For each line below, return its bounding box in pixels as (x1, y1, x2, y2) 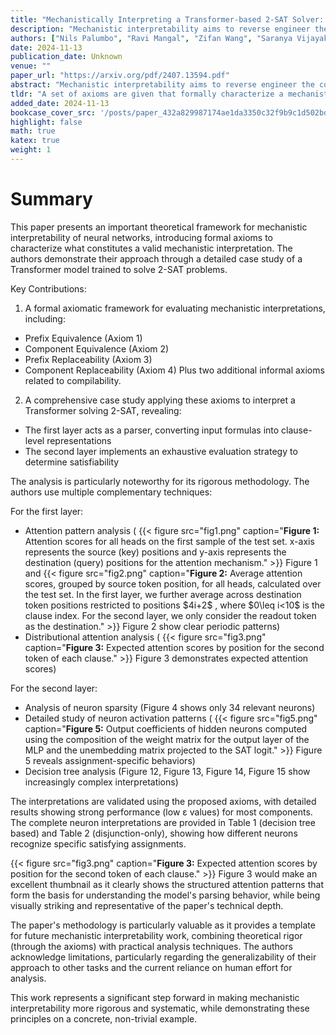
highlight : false (10, 117, 83, 127)
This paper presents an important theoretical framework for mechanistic (10, 221, 308, 233)
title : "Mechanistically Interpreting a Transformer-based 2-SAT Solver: (10, 14, 325, 25)
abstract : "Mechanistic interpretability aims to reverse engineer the (10, 80, 315, 90)
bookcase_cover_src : (10, 107, 97, 118)
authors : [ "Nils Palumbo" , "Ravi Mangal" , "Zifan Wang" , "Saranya (10, 33, 293, 43)
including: (24, 312, 66, 325)
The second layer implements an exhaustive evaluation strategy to (24, 445, 298, 457)
